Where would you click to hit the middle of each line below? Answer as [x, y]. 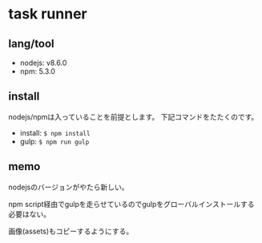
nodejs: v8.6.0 [43, 63]
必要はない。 [29, 214]
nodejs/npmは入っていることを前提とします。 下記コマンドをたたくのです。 [133, 116]
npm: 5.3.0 [38, 71]
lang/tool [31, 44]
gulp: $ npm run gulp [54, 141]
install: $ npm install [55, 132]
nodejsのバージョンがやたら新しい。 [69, 187]
